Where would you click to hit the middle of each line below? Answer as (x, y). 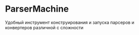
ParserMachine (37, 9)
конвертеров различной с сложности (44, 27)
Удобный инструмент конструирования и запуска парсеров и (70, 22)
